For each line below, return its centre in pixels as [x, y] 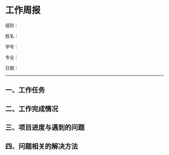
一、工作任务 [25, 90]
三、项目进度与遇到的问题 [45, 128]
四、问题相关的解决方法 [41, 146]
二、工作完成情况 [32, 109]
